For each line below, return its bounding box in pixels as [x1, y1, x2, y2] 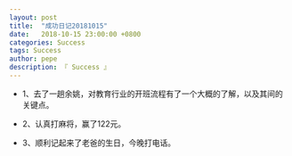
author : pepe [9, 54, 58, 63]
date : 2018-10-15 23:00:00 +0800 [9, 29, 142, 38]
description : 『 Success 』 [9, 63, 111, 72]
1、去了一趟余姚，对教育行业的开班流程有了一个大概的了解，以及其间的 [21, 88, 283, 99]
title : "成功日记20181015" [9, 21, 109, 30]
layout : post [9, 12, 58, 22]
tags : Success [9, 46, 62, 55]
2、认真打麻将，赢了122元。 [21, 118, 126, 129]
